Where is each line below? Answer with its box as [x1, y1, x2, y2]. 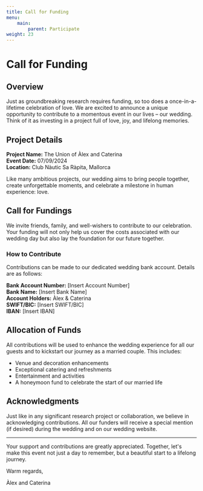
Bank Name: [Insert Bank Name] [6, 289, 88, 296]
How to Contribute [6, 250, 62, 258]
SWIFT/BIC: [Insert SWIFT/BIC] [6, 301, 85, 309]
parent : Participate [28, 25, 80, 32]
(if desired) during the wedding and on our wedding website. [6, 425, 158, 432]
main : [17, 20, 31, 26]
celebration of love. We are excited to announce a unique [26, 104, 168, 112]
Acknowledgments [6, 396, 80, 407]
